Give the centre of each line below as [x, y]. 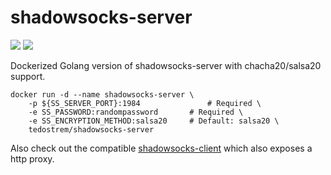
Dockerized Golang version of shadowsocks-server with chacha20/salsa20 [166, 65]
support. [28, 76]
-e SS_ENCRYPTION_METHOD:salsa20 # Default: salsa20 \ [154, 121]
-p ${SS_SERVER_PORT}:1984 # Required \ [145, 103]
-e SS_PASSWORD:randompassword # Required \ [136, 112]
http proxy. [32, 158]
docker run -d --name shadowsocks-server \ [102, 94]
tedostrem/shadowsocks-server [91, 129]
